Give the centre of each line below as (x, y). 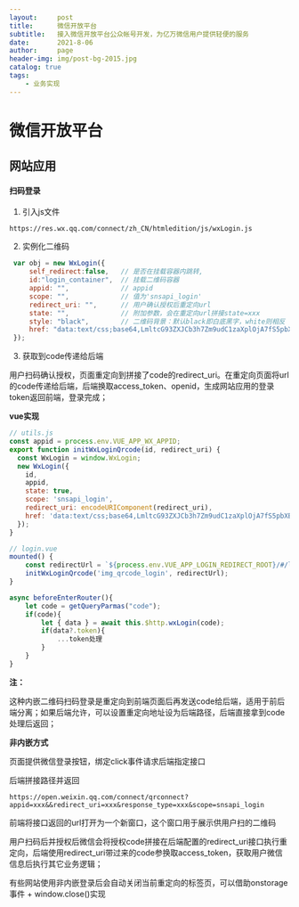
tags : (19, 76)
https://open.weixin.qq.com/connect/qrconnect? (99, 797)
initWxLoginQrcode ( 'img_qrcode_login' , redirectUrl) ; (127, 574)
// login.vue (33, 549)
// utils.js (31, 433)
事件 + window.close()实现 (57, 894)
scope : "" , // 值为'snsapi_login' (115, 296)
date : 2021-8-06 (51, 42)
